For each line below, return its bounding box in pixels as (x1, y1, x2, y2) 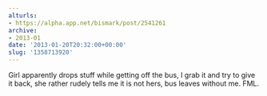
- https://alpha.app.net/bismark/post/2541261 (8, 19, 166, 27)
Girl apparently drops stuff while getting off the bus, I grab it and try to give (8, 71, 256, 79)
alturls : (8, 11, 38, 20)
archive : (8, 26, 38, 34)
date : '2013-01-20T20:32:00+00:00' (8, 41, 127, 49)
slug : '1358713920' (8, 48, 74, 56)
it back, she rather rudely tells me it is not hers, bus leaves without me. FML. (8, 79, 260, 88)
